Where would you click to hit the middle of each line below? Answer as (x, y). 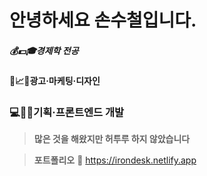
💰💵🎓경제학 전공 (44, 50)
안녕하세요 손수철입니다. (103, 20)
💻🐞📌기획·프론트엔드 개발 (67, 113)
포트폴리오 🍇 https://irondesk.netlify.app (115, 160)
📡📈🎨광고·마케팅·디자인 (55, 81)
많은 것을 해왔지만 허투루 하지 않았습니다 (112, 139)
